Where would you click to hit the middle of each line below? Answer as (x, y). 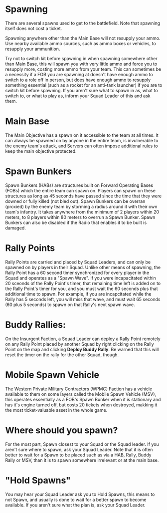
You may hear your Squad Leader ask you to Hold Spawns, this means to (80, 494)
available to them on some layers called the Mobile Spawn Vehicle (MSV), (81, 394)
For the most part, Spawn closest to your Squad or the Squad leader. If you (82, 444)
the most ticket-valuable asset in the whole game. (56, 410)
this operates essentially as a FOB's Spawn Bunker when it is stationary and (83, 399)
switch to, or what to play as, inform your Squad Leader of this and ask (78, 96)
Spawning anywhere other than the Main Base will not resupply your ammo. (83, 38)
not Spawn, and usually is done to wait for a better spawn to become (76, 499)
